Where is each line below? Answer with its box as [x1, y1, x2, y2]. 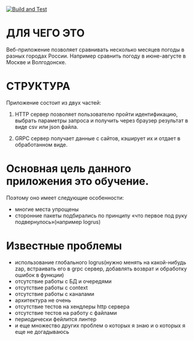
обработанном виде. [14, 141, 68, 148]
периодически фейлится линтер [14, 315, 97, 323]
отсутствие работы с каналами [14, 290, 95, 297]
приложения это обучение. [6, 175, 149, 188]
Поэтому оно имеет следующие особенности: [6, 194, 124, 201]
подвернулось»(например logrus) [14, 218, 101, 225]
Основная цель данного [6, 162, 132, 175]
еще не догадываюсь [14, 328, 70, 335]
